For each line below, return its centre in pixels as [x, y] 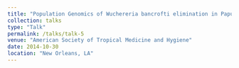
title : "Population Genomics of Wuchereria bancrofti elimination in [113, 14]
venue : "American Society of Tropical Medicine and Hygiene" [100, 40]
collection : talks [34, 21]
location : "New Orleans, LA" [51, 54]
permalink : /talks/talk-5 [46, 34]
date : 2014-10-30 [33, 47]
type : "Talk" [27, 27]
